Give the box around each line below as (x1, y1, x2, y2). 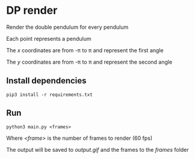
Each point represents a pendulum (6, 35, 91, 42)
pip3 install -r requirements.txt (6, 91, 93, 98)
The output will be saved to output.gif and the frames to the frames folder (6, 146, 189, 153)
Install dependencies (6, 76, 87, 86)
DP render (6, 4, 58, 17)
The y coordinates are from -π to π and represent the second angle (6, 58, 173, 65)
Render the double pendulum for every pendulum (6, 23, 129, 31)
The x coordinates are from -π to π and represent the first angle (6, 46, 164, 54)
